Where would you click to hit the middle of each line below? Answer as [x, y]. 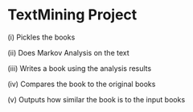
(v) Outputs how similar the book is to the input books [96, 99]
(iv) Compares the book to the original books [82, 84]
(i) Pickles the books [41, 37]
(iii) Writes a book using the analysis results [80, 68]
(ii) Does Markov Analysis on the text [68, 52]
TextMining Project [72, 15]
